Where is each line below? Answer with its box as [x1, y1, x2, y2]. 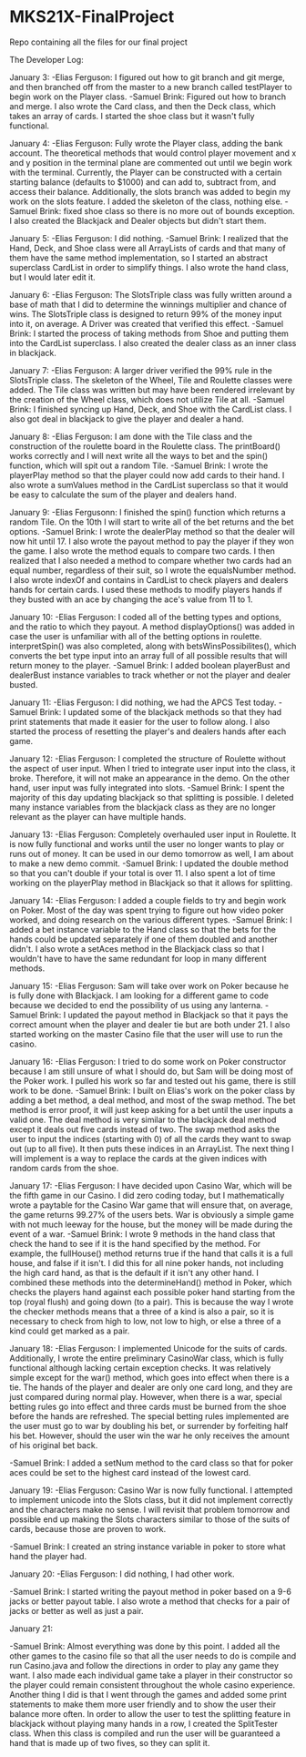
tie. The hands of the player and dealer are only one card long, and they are [9, 1382, 293, 1393]
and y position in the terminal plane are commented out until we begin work [9, 157, 293, 168]
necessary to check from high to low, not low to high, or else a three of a [9, 1315, 281, 1326]
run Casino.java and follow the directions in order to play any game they [9, 1660, 280, 1670]
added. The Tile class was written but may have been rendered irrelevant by [9, 384, 296, 395]
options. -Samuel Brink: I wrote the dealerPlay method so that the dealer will [9, 526, 296, 536]
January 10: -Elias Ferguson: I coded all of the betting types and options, [9, 611, 282, 622]
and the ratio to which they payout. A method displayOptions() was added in [9, 621, 295, 632]
